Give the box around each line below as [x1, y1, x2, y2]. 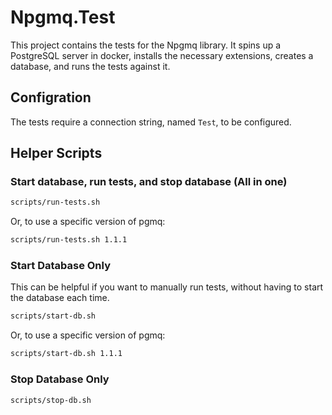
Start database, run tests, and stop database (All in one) [10, 175, 288, 189]
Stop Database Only [10, 372, 110, 386]
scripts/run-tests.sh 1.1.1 [10, 235, 128, 245]
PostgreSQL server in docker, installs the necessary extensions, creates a [10, 49, 314, 61]
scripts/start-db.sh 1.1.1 [10, 349, 123, 359]
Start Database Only [10, 259, 111, 273]
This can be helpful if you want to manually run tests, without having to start [10, 281, 324, 293]
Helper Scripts [10, 145, 103, 162]
